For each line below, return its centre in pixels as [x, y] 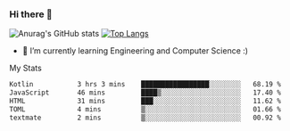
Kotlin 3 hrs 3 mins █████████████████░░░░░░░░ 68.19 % [145, 85]
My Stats [25, 68]
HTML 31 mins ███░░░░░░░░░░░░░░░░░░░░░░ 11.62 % [145, 102]
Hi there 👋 [31, 14]
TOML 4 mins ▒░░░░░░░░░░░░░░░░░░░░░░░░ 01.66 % [145, 109]
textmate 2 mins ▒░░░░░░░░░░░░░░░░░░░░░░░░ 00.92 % [145, 118]
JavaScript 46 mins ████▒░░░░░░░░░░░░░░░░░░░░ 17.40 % [145, 93]
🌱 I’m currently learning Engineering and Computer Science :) [135, 51]
